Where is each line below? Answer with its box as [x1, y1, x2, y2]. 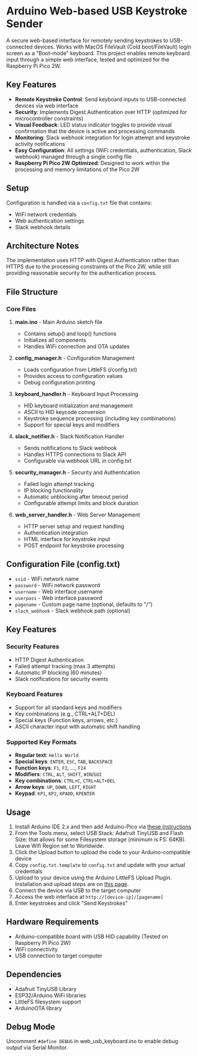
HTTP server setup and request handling [23, 523, 124, 530]
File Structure [6, 287, 58, 297]
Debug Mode [6, 1022, 56, 1032]
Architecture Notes [6, 241, 80, 251]
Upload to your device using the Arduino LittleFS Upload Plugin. [14, 874, 172, 881]
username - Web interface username [14, 588, 103, 595]
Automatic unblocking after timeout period [23, 493, 129, 500]
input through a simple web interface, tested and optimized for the [6, 56, 169, 63]
